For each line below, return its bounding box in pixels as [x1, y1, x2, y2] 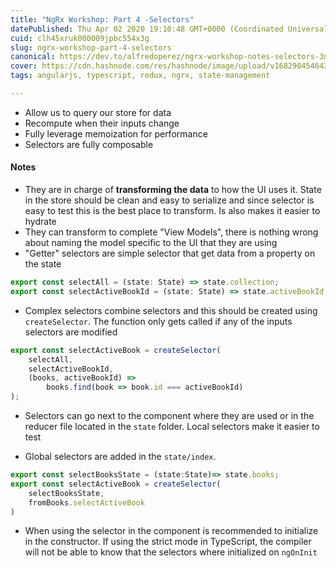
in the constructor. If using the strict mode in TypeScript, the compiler [24, 536, 312, 548]
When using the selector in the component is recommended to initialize [24, 525, 319, 537]
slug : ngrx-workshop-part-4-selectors [10, 42, 172, 53]
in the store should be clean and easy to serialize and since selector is [24, 194, 315, 206]
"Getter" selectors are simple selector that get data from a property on [24, 247, 316, 260]
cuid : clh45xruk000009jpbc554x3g [10, 33, 150, 43]
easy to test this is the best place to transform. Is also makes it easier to [24, 205, 321, 217]
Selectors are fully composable [24, 138, 154, 150]
